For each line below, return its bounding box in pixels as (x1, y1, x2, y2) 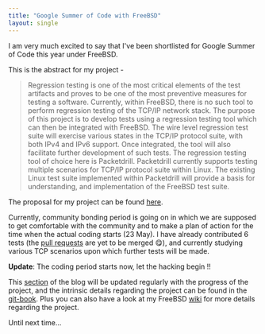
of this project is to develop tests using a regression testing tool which (27, 114, 257, 123)
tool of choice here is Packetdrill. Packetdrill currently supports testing (27, 156, 258, 165)
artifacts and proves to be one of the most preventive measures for (27, 88, 248, 98)
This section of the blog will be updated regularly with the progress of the (8, 277, 248, 286)
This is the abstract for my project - (8, 64, 125, 74)
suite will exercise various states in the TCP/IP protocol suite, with (27, 130, 244, 140)
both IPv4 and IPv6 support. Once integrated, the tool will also (27, 139, 232, 149)
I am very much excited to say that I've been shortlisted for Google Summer (8, 41, 255, 50)
